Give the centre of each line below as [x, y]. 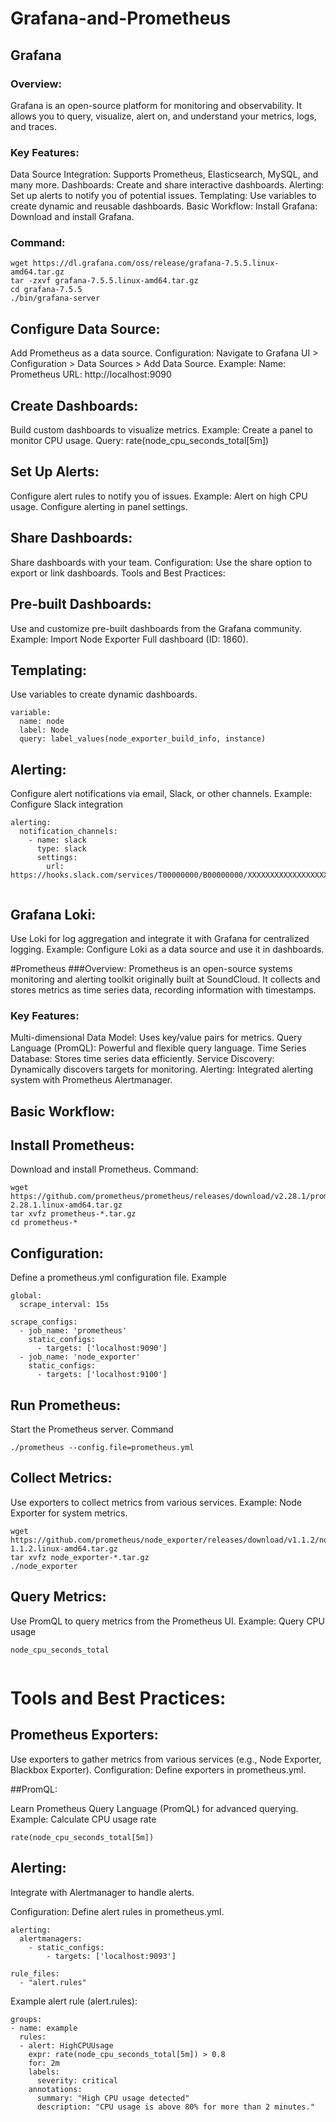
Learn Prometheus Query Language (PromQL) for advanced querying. [154, 1808]
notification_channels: [68, 832]
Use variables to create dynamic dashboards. [104, 694]
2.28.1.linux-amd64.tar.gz [66, 1205]
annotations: [55, 2089]
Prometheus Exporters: [84, 1735]
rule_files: [35, 1973]
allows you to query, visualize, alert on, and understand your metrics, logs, [163, 116]
